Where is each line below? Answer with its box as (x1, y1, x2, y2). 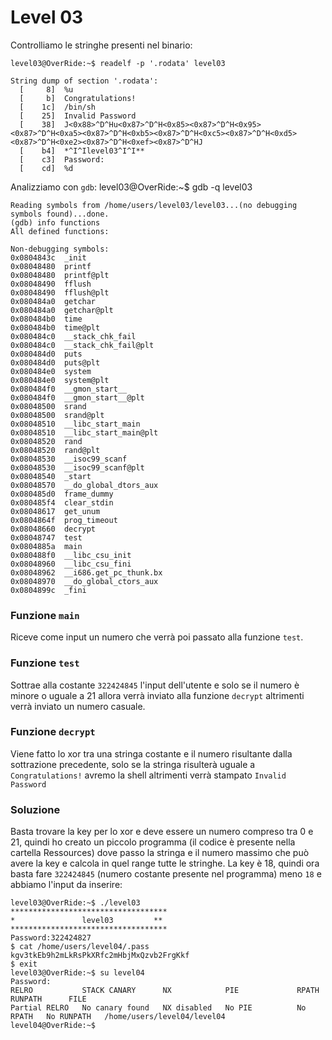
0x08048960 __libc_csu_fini (10, 559, 132, 569)
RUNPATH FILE (10, 994, 87, 1005)
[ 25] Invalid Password (19, 111, 137, 121)
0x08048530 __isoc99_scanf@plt (10, 462, 145, 473)
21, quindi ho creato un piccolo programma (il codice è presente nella (10, 836, 296, 848)
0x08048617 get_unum (10, 506, 101, 516)
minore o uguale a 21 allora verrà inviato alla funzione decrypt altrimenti (10, 689, 305, 701)
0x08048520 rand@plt (10, 445, 101, 455)
